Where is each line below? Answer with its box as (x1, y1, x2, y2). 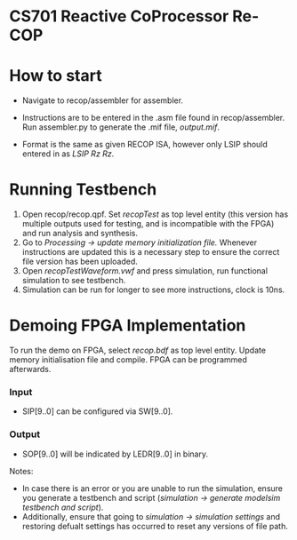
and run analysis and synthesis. (21, 228, 139, 239)
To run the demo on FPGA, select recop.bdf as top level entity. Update (9, 345, 267, 355)
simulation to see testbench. (21, 275, 126, 286)
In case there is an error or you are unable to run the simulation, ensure (21, 482, 283, 494)
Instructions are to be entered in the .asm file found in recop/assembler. (21, 113, 285, 123)
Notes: (9, 465, 34, 476)
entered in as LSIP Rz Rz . (21, 148, 115, 159)
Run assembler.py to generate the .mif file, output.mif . (21, 122, 221, 132)
